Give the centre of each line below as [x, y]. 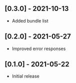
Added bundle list [30, 20]
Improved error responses [39, 48]
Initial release [25, 76]
